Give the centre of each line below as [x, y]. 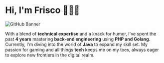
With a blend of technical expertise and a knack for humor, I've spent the [81, 33]
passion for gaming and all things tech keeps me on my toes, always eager [82, 49]
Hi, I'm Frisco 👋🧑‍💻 [43, 10]
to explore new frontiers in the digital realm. [50, 55]
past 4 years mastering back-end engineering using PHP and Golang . [78, 39]
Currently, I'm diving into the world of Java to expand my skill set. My [77, 44]
